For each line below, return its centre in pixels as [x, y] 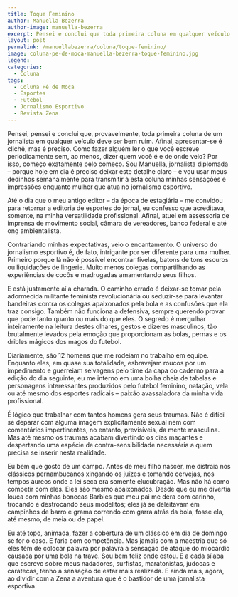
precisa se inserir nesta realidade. [57, 452]
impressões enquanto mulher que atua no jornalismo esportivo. [100, 187]
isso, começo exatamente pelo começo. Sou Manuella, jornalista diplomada [118, 164]
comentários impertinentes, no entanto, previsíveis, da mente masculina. [114, 430]
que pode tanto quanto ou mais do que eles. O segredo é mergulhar [107, 318]
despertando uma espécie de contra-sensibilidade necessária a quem [110, 445]
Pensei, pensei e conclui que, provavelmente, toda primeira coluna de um [115, 133]
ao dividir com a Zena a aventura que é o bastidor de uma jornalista [106, 578]
